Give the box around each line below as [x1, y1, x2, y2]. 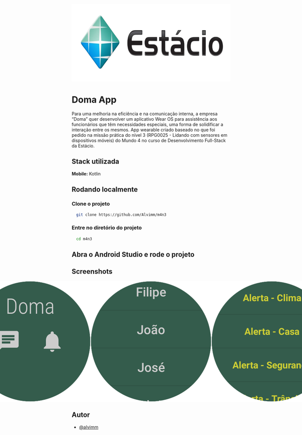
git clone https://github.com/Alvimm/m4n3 [76, 212, 167, 217]
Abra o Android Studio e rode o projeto [71, 250, 195, 258]
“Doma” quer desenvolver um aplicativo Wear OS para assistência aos [71, 116, 217, 122]
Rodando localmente [71, 185, 138, 194]
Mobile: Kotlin [71, 170, 101, 177]
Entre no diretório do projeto [71, 224, 142, 231]
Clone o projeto [71, 200, 110, 207]
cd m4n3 [76, 236, 93, 241]
